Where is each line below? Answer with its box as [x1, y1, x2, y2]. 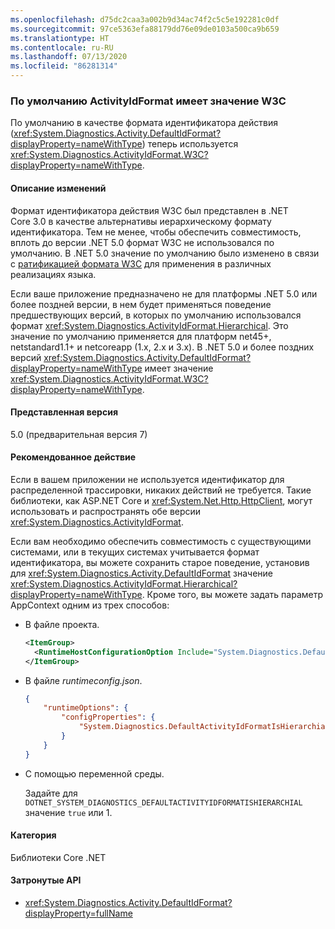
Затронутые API [10, 874, 82, 886]
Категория [10, 829, 57, 841]
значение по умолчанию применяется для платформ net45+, [10, 330, 272, 342]
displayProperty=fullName [24, 907, 133, 920]
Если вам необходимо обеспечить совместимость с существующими [10, 535, 312, 547]
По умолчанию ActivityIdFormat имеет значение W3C [10, 94, 287, 108]
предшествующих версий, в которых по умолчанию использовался [10, 309, 302, 321]
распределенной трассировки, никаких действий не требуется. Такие [10, 484, 312, 496]
